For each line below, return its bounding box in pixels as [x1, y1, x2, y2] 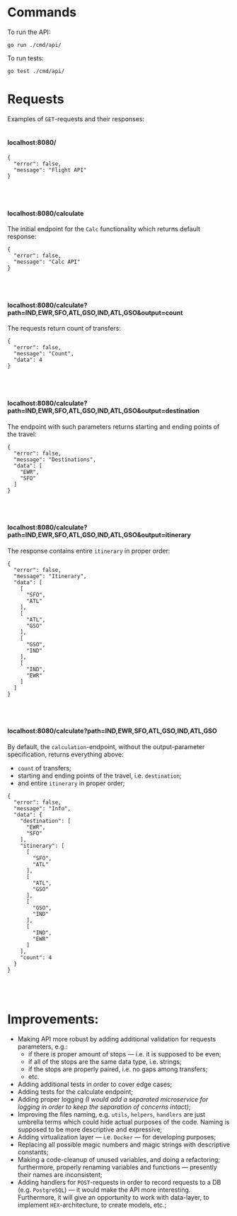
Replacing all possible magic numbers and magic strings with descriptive [17, 1140, 231, 1149]
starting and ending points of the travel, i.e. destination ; [17, 771, 182, 780]
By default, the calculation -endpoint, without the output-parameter [7, 743, 205, 751]
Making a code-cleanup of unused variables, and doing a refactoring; [17, 1156, 221, 1164]
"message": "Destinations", [13, 455, 97, 463]
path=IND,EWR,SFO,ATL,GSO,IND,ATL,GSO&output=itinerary [7, 531, 191, 539]
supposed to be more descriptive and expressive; [17, 1125, 163, 1134]
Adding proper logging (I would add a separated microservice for [17, 1095, 209, 1104]
